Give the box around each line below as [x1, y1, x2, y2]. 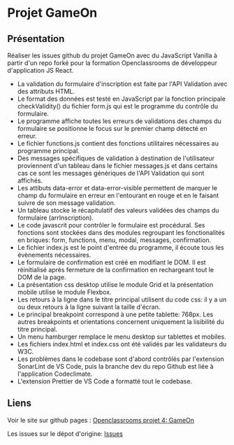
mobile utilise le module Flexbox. [17, 288, 112, 296]
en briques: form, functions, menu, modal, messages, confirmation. [17, 236, 212, 244]
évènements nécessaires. [17, 250, 92, 259]
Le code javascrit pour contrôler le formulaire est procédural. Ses [17, 221, 205, 229]
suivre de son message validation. [17, 199, 116, 207]
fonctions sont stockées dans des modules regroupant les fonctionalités [17, 229, 225, 236]
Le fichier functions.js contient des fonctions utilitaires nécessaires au [17, 139, 219, 148]
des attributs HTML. [17, 87, 75, 95]
